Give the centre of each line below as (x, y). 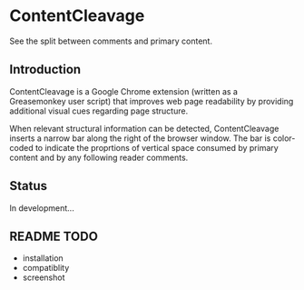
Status (29, 186)
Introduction (45, 70)
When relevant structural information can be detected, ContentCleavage (144, 128)
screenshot (44, 277)
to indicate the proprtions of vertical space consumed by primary (157, 147)
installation (43, 258)
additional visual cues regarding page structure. (99, 111)
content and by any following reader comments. (99, 157)
